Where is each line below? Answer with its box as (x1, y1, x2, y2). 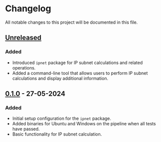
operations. (12, 65, 36, 71)
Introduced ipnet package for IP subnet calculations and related (12, 60, 143, 66)
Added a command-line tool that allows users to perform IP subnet (12, 70, 148, 76)
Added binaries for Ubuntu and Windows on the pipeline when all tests (12, 121, 156, 127)
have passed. (12, 126, 40, 132)
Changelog (5, 3, 51, 14)
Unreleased (5, 34, 42, 42)
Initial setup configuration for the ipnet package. (12, 115, 112, 121)
